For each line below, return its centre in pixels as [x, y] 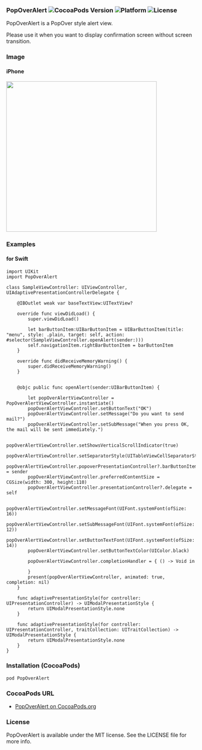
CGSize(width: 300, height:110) [47, 482]
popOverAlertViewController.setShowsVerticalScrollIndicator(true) [93, 445]
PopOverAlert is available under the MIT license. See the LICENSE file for [96, 735]
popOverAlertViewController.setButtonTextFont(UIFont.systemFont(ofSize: [101, 540]
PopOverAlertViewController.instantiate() [60, 403]
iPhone [15, 71]
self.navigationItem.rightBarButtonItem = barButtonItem [100, 345]
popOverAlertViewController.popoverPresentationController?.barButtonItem [102, 466]
